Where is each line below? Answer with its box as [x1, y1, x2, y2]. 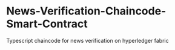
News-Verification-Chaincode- [6, 4, 167, 18]
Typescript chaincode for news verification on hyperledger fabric [6, 37, 169, 44]
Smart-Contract [6, 17, 88, 31]
